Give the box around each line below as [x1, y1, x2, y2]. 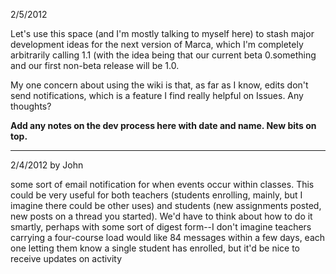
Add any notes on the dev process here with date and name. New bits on [10, 120, 317, 131]
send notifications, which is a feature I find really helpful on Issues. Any [10, 90, 304, 101]
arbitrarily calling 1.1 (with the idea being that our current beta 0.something [10, 49, 317, 61]
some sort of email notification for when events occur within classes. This [10, 179, 315, 190]
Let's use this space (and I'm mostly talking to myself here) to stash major [10, 28, 315, 39]
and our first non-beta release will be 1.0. [10, 60, 180, 71]
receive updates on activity [10, 253, 123, 264]
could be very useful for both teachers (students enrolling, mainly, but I [10, 189, 303, 201]
